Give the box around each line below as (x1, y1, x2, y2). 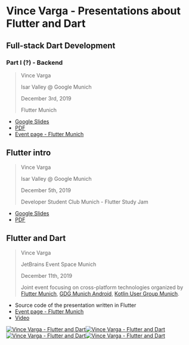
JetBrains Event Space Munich (20, 261, 97, 268)
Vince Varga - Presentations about (6, 4, 181, 18)
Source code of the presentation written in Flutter (14, 302, 137, 309)
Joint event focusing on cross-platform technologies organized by (20, 284, 184, 291)
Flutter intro (6, 148, 51, 158)
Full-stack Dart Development (6, 40, 116, 51)
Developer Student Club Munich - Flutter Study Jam (20, 198, 148, 205)
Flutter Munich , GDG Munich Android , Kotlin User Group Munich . (20, 290, 180, 297)
